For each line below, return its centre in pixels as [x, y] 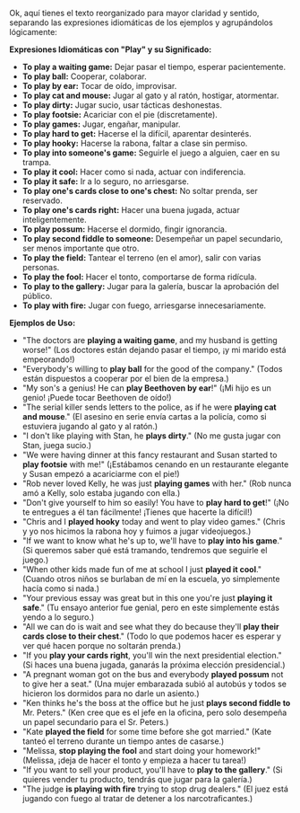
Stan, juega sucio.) [57, 445]
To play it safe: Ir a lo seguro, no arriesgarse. [106, 181]
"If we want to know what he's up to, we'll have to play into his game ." [152, 541]
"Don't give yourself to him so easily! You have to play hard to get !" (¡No [155, 503]
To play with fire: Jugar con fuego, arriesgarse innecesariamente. [144, 305]
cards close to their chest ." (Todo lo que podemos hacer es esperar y [152, 636]
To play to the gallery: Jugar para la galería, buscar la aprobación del [150, 286]
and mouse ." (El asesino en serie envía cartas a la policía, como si [144, 416]
